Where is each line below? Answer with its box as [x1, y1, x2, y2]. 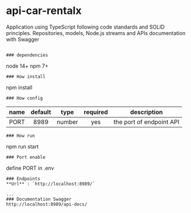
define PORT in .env [6, 165, 54, 172]
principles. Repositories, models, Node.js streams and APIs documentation [6, 29, 186, 36]
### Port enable [6, 154, 46, 160]
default [30, 108, 51, 116]
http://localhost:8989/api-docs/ [6, 201, 88, 207]
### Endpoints [6, 176, 41, 181]
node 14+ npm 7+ [6, 62, 48, 69]
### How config [6, 95, 43, 101]
